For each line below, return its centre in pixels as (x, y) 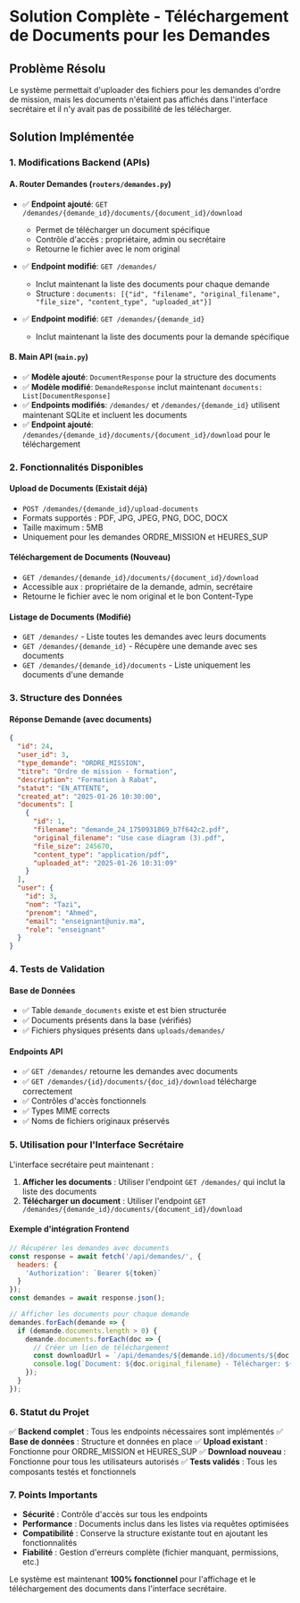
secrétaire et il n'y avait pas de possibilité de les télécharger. (121, 109)
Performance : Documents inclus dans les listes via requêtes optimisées (155, 1524)
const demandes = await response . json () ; (87, 1298)
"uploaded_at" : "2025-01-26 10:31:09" (105, 863)
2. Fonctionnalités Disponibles (76, 467)
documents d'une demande (73, 675)
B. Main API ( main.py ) (49, 357)
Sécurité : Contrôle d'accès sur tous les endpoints (115, 1514)
